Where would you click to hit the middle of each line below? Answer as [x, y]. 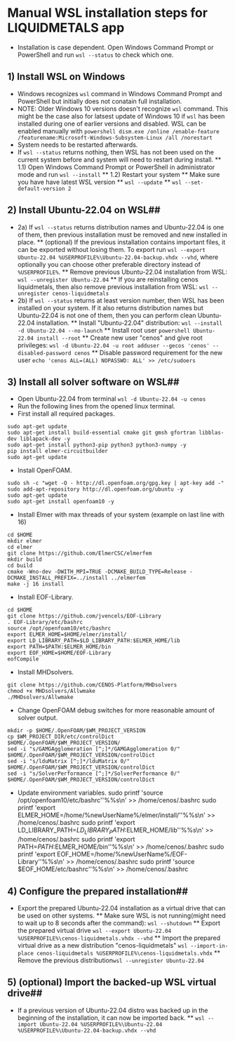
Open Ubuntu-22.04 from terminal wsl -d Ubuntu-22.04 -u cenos [112, 399]
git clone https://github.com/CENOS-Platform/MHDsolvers [92, 685]
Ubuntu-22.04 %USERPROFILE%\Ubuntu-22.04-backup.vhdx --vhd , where [118, 257]
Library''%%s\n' [41, 862]
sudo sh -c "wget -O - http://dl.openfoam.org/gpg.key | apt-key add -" [116, 483]
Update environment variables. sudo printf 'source [90, 793]
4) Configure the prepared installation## [98, 891]
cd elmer [20, 548]
